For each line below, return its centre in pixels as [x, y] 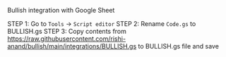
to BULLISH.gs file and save [178, 46]
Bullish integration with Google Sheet [61, 10]
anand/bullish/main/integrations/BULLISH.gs [72, 46]
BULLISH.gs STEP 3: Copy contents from [67, 31]
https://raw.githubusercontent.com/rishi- [66, 39]
